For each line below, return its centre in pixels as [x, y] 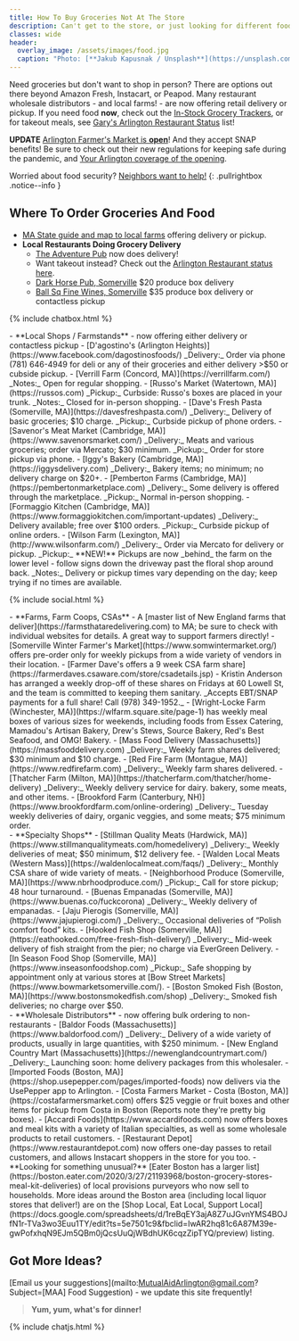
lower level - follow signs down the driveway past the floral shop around [141, 563]
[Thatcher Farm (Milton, [53, 778]
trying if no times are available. [66, 582]
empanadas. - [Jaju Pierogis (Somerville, [84, 910]
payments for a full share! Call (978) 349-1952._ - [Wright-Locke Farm [137, 702]
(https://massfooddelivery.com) [67, 749]
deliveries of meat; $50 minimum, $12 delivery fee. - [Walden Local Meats [145, 854]
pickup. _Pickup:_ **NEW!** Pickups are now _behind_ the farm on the [141, 553]
